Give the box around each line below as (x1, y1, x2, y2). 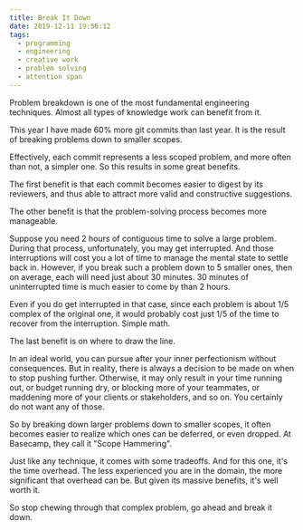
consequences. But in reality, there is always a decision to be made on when (9, 362, 295, 373)
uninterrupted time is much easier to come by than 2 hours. (9, 281, 231, 292)
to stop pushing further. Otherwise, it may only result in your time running (9, 372, 283, 383)
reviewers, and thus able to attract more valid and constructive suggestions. (9, 188, 293, 199)
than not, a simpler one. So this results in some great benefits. (9, 160, 241, 172)
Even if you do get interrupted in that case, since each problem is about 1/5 (9, 298, 289, 309)
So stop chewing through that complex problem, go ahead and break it (9, 502, 273, 513)
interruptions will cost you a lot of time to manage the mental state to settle (9, 252, 289, 263)
